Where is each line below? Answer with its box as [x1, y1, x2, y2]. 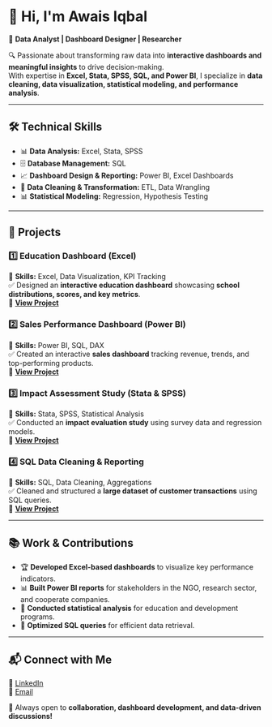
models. [8, 427, 36, 437]
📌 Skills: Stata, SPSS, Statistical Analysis [8, 409, 144, 419]
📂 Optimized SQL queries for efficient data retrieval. [19, 621, 195, 630]
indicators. [19, 574, 56, 583]
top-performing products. [8, 358, 94, 368]
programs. [19, 612, 55, 622]
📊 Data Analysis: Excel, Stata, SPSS [19, 146, 143, 156]
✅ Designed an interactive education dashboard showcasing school [8, 280, 240, 290]
